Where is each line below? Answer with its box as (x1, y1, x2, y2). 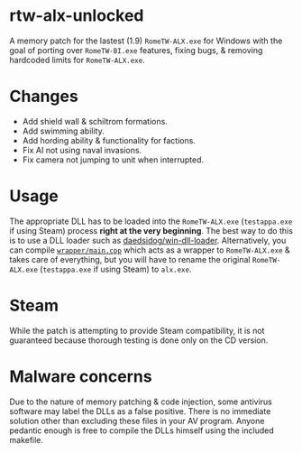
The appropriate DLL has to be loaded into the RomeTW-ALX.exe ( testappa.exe (9, 216, 293, 226)
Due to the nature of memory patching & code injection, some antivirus (9, 396, 272, 407)
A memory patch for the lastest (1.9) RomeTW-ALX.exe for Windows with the (9, 35, 283, 46)
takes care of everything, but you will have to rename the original (9, 254, 251, 264)
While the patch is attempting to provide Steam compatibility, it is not (9, 325, 265, 336)
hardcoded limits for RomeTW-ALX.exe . (9, 54, 146, 65)
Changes (9, 87, 78, 106)
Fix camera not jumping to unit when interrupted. (22, 154, 205, 165)
